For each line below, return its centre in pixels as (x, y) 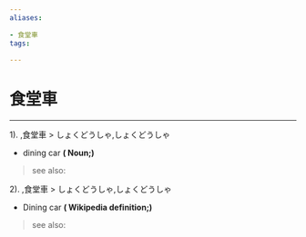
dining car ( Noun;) (58, 153)
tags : (20, 43)
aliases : (26, 18)
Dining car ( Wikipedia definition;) (87, 207)
